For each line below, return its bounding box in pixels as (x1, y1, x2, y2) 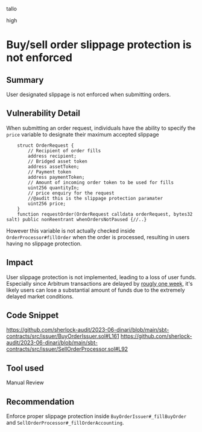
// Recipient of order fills (28, 147, 101, 153)
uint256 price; (28, 201, 66, 207)
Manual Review (6, 379, 44, 386)
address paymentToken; (28, 174, 85, 180)
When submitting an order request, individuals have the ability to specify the (6, 124, 196, 132)
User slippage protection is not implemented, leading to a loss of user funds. (6, 273, 197, 280)
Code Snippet (6, 311, 59, 321)
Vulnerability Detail (6, 108, 80, 118)
